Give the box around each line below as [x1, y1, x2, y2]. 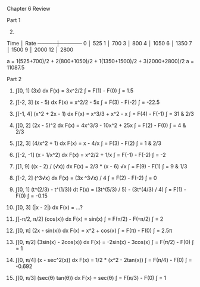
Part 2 [7, 76, 22, 82]
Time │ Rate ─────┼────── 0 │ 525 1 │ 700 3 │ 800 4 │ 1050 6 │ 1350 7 [7, 40, 192, 47]
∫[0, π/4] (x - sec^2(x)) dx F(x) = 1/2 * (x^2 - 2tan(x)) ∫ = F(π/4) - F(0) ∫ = [15, 257, 192, 263]
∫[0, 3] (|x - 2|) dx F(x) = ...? [15, 204, 83, 211]
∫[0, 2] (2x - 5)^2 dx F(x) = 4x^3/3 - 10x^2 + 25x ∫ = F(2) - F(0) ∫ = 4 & [15, 122, 186, 129]
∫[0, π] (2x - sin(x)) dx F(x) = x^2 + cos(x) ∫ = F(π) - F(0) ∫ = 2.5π [15, 227, 173, 234]
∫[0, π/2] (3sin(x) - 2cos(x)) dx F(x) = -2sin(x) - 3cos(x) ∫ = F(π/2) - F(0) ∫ [15, 239, 194, 245]
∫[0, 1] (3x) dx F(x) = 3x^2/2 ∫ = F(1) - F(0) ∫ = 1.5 [15, 87, 134, 94]
